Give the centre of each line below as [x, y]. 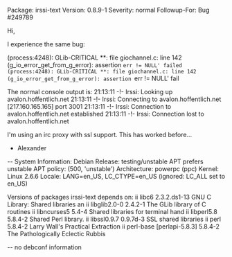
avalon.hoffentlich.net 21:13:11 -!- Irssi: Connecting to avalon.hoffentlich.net [114, 99]
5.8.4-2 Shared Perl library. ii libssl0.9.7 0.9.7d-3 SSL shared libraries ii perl [114, 219]
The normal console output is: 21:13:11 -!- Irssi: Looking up [90, 92]
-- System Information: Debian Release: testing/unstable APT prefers [105, 161]
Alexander [32, 148]
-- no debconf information [44, 247]
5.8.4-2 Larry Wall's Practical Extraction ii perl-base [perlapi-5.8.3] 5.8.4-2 [114, 227]
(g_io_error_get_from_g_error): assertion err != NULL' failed [95, 65]
